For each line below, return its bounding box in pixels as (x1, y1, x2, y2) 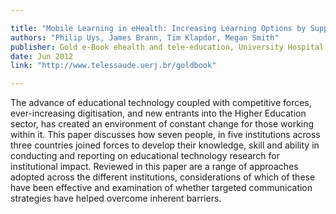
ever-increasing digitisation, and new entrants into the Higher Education (10, 107, 307, 120)
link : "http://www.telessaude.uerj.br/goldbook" (10, 61, 217, 71)
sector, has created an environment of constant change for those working (10, 118, 315, 130)
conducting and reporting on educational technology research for (10, 150, 280, 162)
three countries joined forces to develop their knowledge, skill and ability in (10, 139, 320, 151)
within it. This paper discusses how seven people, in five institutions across (10, 129, 321, 141)
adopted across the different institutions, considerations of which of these (10, 171, 316, 183)
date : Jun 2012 (10, 51, 74, 61)
